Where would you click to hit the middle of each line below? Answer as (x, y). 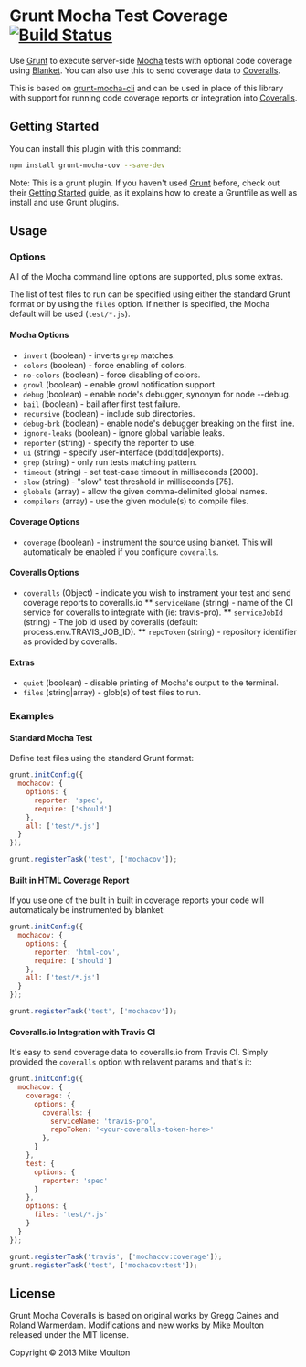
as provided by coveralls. (70, 641)
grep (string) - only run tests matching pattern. (110, 461)
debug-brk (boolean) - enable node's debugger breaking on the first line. (158, 423)
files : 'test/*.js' (70, 1215)
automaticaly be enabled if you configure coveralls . (121, 551)
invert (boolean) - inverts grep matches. (99, 355)
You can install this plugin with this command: (95, 148)
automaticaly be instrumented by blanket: (88, 910)
